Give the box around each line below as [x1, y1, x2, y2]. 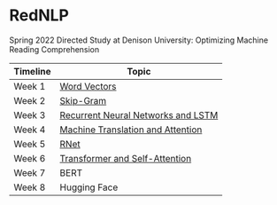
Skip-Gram [59, 94, 107, 106]
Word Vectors [59, 80, 117, 92]
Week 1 [13, 80, 46, 92]
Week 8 [13, 181, 46, 193]
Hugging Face [59, 181, 119, 193]
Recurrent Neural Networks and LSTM [59, 108, 219, 121]
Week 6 [13, 152, 46, 164]
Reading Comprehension [9, 43, 100, 54]
